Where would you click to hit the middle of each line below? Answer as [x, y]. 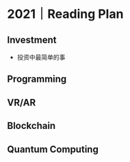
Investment [32, 39]
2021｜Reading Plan [65, 14]
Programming [37, 79]
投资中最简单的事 [41, 57]
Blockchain [31, 126]
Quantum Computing [53, 149]
